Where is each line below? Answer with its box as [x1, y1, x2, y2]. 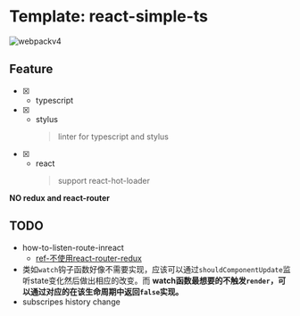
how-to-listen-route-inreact [21, 242, 125, 253]
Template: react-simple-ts [9, 6, 208, 27]
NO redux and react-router [9, 192, 110, 203]
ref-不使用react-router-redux [35, 253, 143, 263]
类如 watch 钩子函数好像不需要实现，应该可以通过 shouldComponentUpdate [21, 263, 283, 274]
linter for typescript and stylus [57, 131, 170, 142]
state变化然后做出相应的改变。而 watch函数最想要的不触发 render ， [29, 275, 279, 286]
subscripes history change [21, 296, 121, 307]
